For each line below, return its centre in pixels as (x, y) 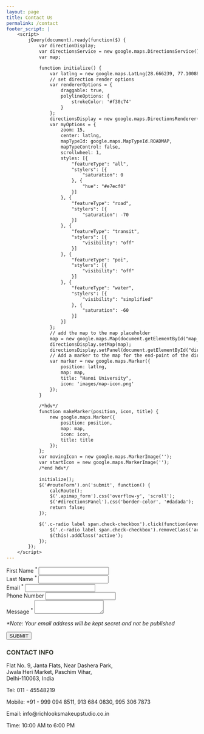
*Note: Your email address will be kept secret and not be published (90, 623)
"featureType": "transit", (105, 232)
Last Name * (22, 579)
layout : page (23, 12)
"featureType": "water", (103, 288)
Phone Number (25, 596)
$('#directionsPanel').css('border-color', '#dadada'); (122, 502)
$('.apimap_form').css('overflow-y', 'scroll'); (112, 496)
